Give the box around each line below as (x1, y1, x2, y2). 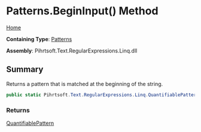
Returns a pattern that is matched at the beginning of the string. (6, 80, 163, 87)
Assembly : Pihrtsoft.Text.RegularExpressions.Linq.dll (6, 47, 138, 54)
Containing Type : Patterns (6, 35, 72, 42)
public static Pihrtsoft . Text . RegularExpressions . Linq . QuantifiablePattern (6, 91, 199, 98)
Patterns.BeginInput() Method (6, 4, 159, 18)
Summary (6, 65, 44, 75)
